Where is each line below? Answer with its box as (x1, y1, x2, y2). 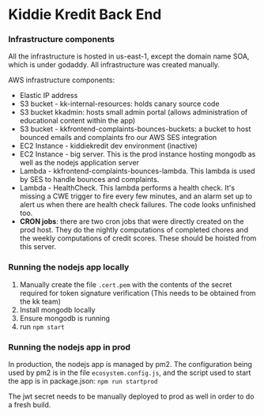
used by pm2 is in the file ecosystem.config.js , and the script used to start (8, 368, 251, 377)
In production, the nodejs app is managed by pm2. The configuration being (8, 360, 253, 369)
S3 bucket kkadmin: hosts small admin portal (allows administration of (19, 108, 248, 117)
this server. (19, 242, 57, 251)
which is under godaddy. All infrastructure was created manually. (8, 60, 220, 70)
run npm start (19, 322, 65, 331)
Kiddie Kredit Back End (8, 6, 162, 24)
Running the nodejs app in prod (8, 342, 131, 353)
